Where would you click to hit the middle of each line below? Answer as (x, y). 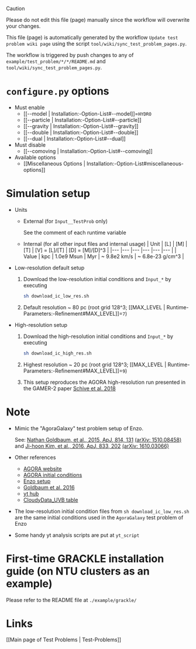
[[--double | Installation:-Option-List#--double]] (81, 132)
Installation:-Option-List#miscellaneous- (135, 163)
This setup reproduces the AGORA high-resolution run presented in (104, 382)
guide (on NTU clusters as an (78, 571)
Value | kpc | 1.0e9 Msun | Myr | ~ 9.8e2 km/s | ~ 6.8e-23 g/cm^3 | (104, 256)
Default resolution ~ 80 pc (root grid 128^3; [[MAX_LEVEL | (94, 307)
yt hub (31, 493)
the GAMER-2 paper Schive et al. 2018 (69, 388)
